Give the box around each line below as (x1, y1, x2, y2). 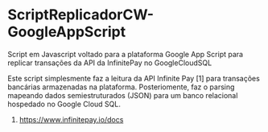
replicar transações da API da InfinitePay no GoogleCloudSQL (7, 58, 212, 68)
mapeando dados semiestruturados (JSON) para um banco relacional (7, 90, 238, 100)
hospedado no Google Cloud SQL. (7, 99, 122, 109)
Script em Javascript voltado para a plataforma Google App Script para (7, 49, 243, 59)
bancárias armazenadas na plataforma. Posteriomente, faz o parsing (7, 82, 235, 92)
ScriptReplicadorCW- (7, 6, 155, 24)
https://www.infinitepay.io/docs (19, 114, 124, 124)
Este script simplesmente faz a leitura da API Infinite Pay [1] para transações (7, 73, 261, 83)
